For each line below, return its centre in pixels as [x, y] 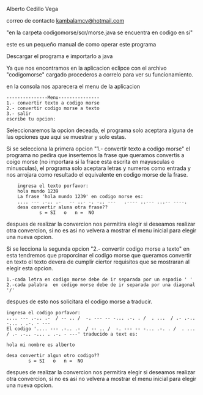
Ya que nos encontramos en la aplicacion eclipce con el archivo [87, 68]
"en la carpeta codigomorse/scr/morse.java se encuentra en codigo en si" [100, 32]
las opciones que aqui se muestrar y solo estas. [66, 137]
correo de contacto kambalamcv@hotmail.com [65, 20]
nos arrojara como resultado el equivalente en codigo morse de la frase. [97, 175]
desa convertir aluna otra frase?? [63, 207]
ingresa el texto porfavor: [53, 186]
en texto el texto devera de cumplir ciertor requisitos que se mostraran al [98, 262]
